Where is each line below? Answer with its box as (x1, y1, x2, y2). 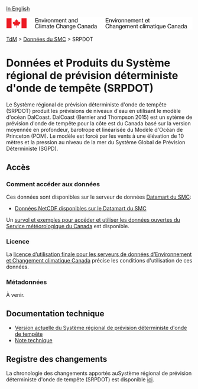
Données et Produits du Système (6, 56, 171, 70)
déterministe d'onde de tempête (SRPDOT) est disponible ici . (6, 376, 155, 383)
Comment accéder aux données (6, 180, 100, 188)
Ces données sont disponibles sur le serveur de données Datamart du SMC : (6, 193, 191, 200)
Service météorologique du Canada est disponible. (6, 222, 130, 229)
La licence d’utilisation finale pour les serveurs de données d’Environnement (6, 251, 192, 258)
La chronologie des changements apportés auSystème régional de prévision (6, 369, 192, 377)
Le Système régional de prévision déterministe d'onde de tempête (6, 101, 167, 108)
